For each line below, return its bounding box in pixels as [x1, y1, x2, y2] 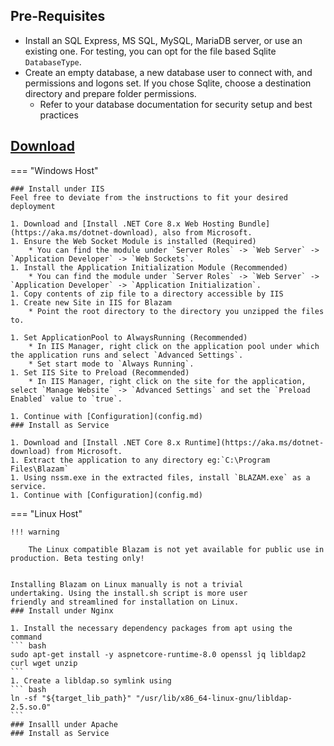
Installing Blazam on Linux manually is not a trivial [10, 579, 244, 589]
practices [39, 109, 79, 121]
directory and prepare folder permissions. [24, 87, 197, 99]
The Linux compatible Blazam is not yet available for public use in [28, 544, 325, 554]
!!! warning [10, 527, 60, 537]
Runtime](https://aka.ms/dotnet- [184, 437, 325, 448]
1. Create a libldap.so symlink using [10, 675, 172, 686]
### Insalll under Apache [10, 719, 118, 729]
